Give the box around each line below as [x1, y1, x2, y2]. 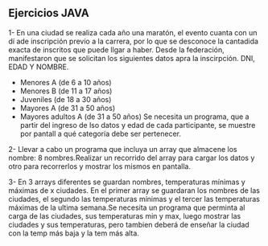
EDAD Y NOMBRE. [8, 62, 69, 72]
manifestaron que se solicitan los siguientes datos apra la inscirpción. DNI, [8, 53, 256, 63]
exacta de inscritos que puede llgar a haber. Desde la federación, [8, 44, 225, 55]
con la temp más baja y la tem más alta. [8, 228, 139, 238]
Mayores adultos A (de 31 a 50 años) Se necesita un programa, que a [19, 112, 249, 121]
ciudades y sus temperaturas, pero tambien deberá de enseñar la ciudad [8, 219, 249, 229]
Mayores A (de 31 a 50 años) [19, 103, 116, 113]
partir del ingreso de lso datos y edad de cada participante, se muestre [19, 120, 256, 129]
